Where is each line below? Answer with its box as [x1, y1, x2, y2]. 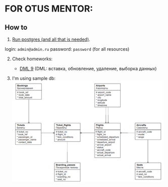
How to [5, 23, 28, 32]
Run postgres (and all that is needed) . [12, 36, 90, 42]
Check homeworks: [12, 56, 53, 62]
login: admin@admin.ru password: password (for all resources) [5, 46, 130, 52]
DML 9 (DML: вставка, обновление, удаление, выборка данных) [19, 66, 157, 71]
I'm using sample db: [12, 75, 56, 81]
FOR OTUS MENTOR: [5, 3, 93, 15]
